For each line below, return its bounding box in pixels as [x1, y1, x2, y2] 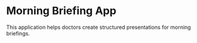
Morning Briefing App [6, 4, 117, 18]
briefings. [6, 29, 30, 37]
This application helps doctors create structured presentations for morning [6, 24, 191, 31]
